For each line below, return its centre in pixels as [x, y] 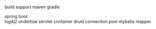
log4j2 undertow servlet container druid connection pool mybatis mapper [78, 22]
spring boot [16, 16]
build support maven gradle [32, 7]
